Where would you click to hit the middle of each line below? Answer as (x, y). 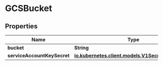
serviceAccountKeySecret (39, 56)
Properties (21, 26)
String (81, 48)
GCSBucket (29, 8)
